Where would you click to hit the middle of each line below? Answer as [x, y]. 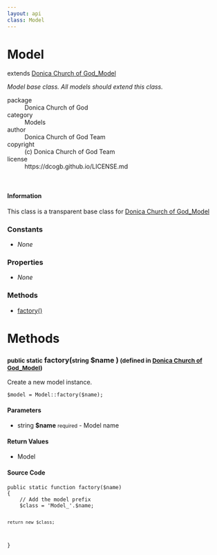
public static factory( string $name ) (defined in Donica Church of [105, 360]
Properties [25, 262]
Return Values [28, 441]
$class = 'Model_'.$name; [57, 505]
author [17, 130]
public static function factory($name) [65, 487]
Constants [25, 229]
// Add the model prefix [55, 500]
